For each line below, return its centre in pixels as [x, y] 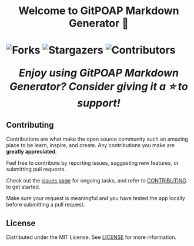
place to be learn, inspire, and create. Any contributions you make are [91, 145]
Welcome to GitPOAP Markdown [99, 11]
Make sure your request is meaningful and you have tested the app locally [96, 198]
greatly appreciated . [31, 152]
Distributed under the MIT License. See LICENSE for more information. [91, 237]
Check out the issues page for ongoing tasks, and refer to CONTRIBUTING [96, 181]
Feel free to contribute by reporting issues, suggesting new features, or [93, 163]
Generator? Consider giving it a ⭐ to [99, 87]
